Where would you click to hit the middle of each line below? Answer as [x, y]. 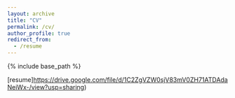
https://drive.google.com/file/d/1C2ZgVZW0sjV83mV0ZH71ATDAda [130, 80]
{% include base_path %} [44, 66]
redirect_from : [29, 40]
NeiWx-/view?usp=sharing [46, 87]
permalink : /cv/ [31, 27]
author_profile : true [39, 33]
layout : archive [31, 14]
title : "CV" [25, 20]
